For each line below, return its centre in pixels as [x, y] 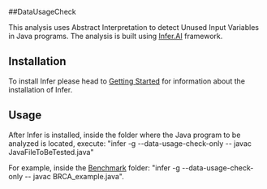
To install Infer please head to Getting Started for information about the [127, 81]
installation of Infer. [41, 89]
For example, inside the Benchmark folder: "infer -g [95, 168]
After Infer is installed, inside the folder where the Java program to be [125, 135]
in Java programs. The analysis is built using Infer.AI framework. [116, 36]
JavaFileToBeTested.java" [51, 152]
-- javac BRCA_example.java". [74, 176]
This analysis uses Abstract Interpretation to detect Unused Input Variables [134, 27]
